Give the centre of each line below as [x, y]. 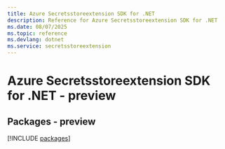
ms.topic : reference [37, 33]
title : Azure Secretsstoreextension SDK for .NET [81, 14]
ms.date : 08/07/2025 [37, 27]
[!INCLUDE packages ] [39, 138]
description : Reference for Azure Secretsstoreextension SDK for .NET [112, 20]
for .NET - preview [62, 96]
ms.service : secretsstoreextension [59, 46]
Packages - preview [52, 121]
